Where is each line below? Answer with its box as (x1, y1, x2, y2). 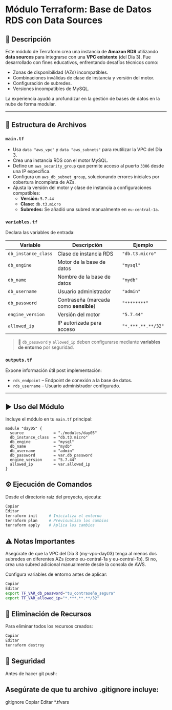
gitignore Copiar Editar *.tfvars (5, 699, 69, 705)
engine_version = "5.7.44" (10, 457, 77, 463)
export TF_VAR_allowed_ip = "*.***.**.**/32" (5, 595, 100, 600)
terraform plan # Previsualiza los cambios (5, 518, 109, 523)
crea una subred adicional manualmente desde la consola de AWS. (5, 561, 146, 568)
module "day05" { (5, 426, 42, 431)
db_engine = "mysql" (10, 440, 74, 445)
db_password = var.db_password (10, 453, 93, 458)
